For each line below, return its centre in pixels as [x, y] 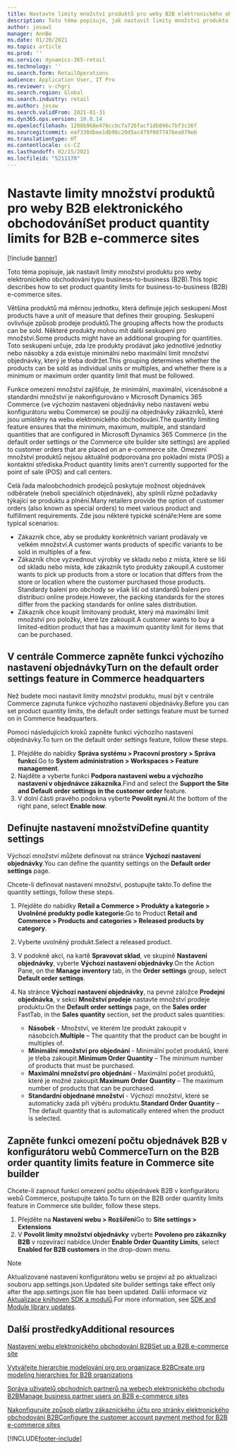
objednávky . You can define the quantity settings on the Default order [109, 864]
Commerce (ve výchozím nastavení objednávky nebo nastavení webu [108, 404]
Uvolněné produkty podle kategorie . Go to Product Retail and [107, 913]
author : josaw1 [30, 27]
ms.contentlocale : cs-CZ [44, 146]
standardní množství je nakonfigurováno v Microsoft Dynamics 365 [105, 397]
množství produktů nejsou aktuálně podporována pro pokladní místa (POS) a [118, 457]
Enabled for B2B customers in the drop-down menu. [94, 1250]
